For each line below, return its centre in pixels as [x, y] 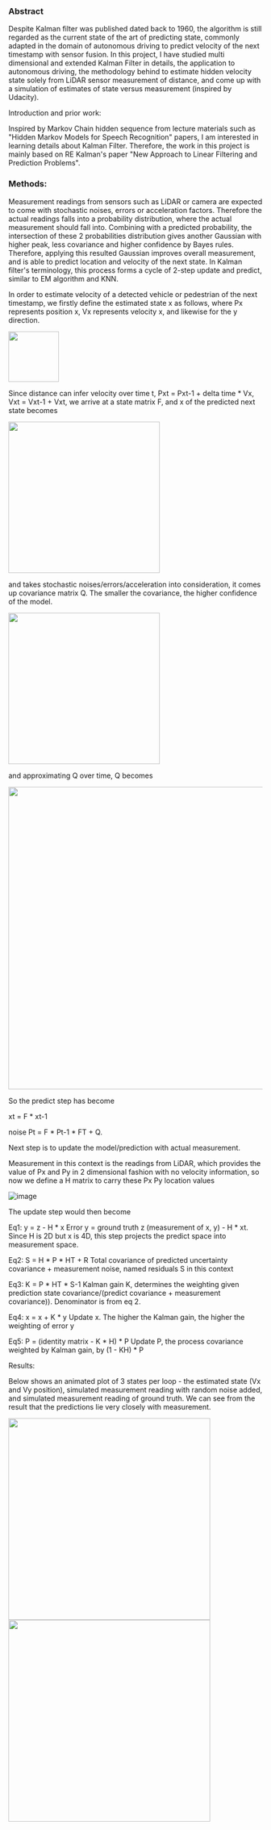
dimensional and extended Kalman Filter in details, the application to [122, 63]
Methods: [28, 184]
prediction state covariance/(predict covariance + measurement [115, 1293]
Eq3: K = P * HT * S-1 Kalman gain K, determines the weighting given [124, 1284]
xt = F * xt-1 [28, 1116]
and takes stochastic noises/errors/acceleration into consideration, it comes [135, 584]
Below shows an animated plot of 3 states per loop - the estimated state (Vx [135, 1381]
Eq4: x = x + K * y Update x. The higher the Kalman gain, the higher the [127, 1317]
